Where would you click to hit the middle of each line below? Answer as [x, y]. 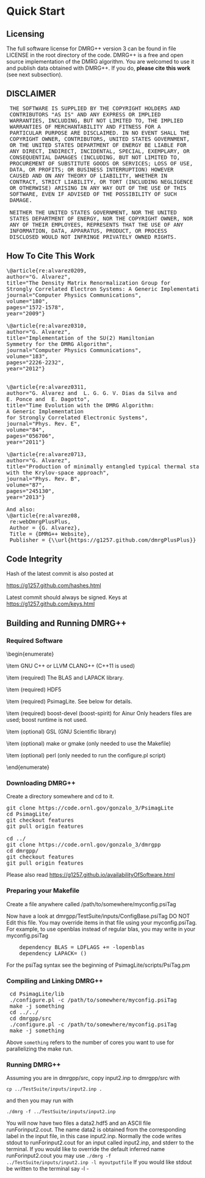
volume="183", [27, 356]
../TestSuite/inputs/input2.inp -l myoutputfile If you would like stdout [99, 1162]
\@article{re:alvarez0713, [47, 454]
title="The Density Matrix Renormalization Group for [88, 283]
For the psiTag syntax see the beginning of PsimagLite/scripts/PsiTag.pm [98, 965]
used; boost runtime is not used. [47, 720]
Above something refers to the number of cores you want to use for [90, 1043]
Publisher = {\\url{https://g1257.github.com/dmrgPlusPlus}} [103, 540]
